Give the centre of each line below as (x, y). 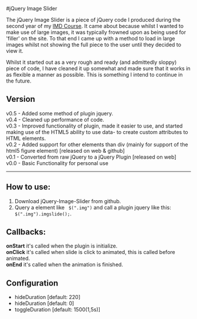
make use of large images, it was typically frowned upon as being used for (96, 32)
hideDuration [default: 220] (47, 297)
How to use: (28, 187)
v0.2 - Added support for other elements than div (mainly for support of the (97, 144)
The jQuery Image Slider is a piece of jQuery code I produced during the (93, 20)
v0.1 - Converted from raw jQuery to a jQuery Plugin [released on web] (91, 157)
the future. (19, 81)
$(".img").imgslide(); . (43, 214)
